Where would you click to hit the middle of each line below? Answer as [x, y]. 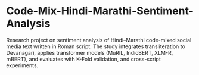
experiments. [22, 65]
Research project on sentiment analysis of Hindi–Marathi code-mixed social [99, 40]
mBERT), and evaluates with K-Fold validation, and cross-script [83, 59]
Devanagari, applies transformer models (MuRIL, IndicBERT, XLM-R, [90, 52]
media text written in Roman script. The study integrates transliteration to [96, 46]
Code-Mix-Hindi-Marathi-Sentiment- [100, 11]
